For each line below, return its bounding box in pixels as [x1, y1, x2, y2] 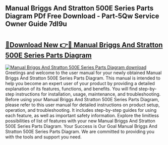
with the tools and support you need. [5, 134, 82, 140]
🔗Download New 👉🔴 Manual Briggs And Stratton [5, 40, 163, 49]
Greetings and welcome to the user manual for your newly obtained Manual [5, 70, 162, 76]
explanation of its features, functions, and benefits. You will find [5, 86, 138, 92]
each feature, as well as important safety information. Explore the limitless [5, 113, 159, 118]
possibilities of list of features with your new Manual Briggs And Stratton [5, 118, 155, 124]
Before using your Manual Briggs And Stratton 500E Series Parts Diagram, [5, 97, 159, 102]
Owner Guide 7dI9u [5, 20, 67, 28]
